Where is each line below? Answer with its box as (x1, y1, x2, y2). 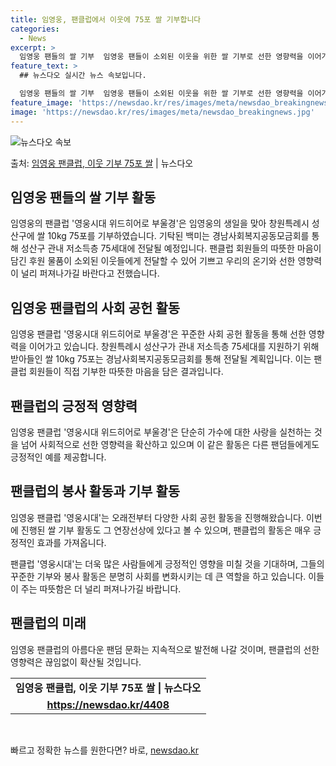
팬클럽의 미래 (10, 615, 87, 632)
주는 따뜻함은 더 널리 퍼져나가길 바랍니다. (20, 582, 182, 595)
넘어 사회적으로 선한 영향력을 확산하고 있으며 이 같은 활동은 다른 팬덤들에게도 (20, 438, 320, 450)
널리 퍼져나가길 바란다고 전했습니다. (20, 267, 160, 280)
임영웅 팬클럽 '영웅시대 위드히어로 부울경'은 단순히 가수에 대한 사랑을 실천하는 (10, 426, 312, 438)
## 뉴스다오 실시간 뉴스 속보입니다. (19, 71, 147, 81)
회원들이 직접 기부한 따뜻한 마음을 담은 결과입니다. (28, 366, 224, 378)
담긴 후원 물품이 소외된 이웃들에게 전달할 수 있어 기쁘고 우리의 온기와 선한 (10, 255, 296, 267)
